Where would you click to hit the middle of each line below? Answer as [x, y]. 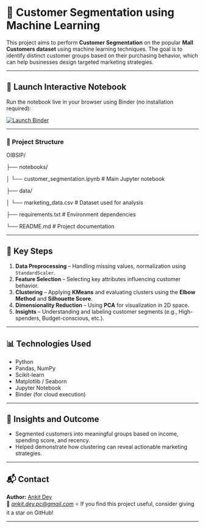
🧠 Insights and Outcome [53, 419]
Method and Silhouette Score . [54, 298]
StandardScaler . [35, 273]
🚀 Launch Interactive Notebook [67, 87]
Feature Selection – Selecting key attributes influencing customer [98, 279]
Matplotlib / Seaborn [41, 381]
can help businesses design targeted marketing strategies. [80, 62]
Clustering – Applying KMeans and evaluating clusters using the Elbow [105, 292]
